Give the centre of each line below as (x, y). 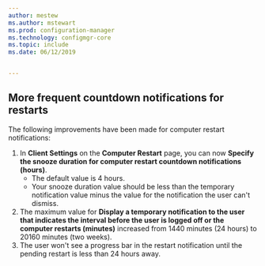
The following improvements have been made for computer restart (117, 129)
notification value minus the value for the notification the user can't (141, 195)
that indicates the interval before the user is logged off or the (122, 220)
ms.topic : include (38, 45)
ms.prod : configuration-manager (61, 30)
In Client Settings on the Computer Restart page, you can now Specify (137, 153)
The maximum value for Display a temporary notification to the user (132, 212)
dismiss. (45, 203)
